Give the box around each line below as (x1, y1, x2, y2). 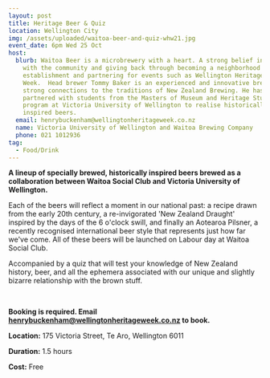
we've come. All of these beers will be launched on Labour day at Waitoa (8, 234, 250, 245)
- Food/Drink (15, 146, 59, 154)
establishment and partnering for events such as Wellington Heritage (22, 71, 264, 79)
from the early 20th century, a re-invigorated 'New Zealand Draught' (8, 209, 235, 219)
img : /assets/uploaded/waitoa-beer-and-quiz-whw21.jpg (8, 34, 196, 43)
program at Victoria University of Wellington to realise (22, 101, 221, 109)
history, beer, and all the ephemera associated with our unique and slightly (8, 267, 256, 277)
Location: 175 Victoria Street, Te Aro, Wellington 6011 (8, 331, 184, 341)
